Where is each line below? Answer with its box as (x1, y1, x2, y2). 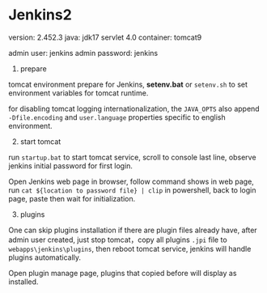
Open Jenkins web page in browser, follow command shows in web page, (8, 176, 255, 186)
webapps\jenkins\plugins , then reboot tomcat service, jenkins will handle (8, 244, 252, 253)
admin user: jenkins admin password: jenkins (8, 48, 159, 57)
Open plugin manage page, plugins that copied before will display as (8, 268, 237, 278)
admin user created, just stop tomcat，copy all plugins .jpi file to (8, 235, 228, 244)
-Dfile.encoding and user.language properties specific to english (8, 112, 226, 122)
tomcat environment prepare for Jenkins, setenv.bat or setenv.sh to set (8, 79, 248, 89)
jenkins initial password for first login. (8, 160, 133, 171)
